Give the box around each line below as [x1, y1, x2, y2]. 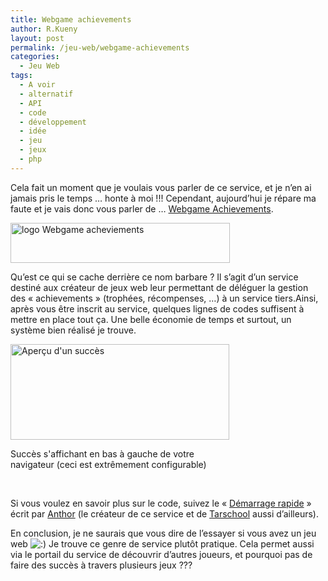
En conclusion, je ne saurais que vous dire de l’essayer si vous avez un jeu [10, 527, 317, 539]
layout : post [10, 33, 65, 43]
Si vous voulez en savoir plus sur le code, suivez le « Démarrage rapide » [10, 497, 312, 509]
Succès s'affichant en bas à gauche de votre [10, 447, 195, 460]
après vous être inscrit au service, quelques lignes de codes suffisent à [10, 302, 305, 315]
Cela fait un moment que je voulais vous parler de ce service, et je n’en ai [10, 181, 312, 193]
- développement [19, 117, 87, 127]
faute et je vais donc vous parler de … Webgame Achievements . [10, 202, 274, 215]
